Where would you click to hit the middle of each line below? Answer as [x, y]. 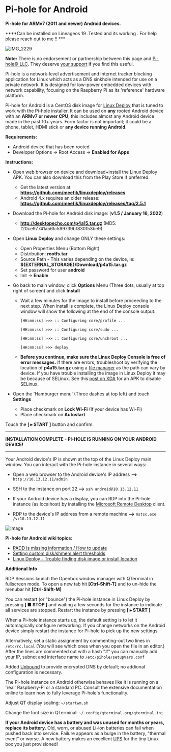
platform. [15, 95]
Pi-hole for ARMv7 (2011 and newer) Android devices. [63, 23]
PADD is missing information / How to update [60, 548]
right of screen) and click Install [46, 290]
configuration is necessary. [34, 672]
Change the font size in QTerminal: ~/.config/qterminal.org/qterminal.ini [84, 712]
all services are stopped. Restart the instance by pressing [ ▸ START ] [78, 610]
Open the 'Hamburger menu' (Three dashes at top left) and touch [81, 394]
